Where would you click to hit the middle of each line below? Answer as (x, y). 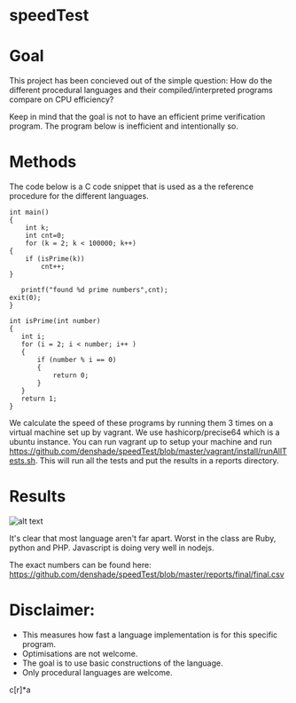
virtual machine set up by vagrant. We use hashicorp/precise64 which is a (145, 432)
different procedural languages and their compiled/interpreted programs (141, 91)
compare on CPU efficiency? (62, 99)
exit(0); (25, 298)
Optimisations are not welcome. (80, 653)
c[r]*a (20, 690)
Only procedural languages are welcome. (97, 672)
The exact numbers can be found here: (81, 565)
